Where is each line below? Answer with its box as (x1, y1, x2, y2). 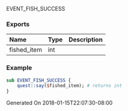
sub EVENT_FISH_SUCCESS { (6, 77, 71, 83)
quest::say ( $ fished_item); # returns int (17, 83, 122, 89)
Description (68, 35, 103, 44)
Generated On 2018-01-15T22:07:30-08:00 (6, 99, 113, 107)
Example (6, 64, 32, 72)
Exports (6, 20, 30, 28)
